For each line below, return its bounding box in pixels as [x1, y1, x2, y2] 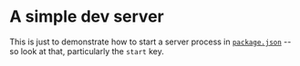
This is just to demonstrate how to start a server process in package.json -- [9, 36, 292, 47]
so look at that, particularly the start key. [9, 45, 164, 56]
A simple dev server [9, 6, 164, 27]
